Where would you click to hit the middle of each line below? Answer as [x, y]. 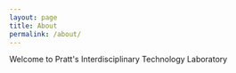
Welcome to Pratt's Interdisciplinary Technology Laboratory [118, 60]
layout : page [33, 17]
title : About [33, 26]
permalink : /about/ [45, 34]
